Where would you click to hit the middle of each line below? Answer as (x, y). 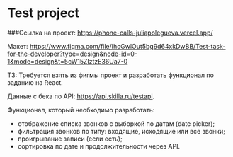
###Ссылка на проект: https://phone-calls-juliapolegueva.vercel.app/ (110, 33)
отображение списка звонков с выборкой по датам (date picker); (116, 123)
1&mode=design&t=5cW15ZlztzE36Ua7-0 (68, 61)
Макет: (18, 46)
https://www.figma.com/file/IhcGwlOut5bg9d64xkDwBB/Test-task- (127, 46)
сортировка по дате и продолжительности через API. (99, 146)
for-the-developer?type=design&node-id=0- (73, 54)
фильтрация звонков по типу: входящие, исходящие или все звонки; (121, 131)
